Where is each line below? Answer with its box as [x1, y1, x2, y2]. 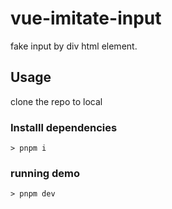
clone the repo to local [10, 95, 103, 107]
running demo [10, 166, 81, 180]
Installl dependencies [10, 120, 118, 134]
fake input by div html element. [10, 40, 138, 52]
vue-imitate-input [10, 7, 162, 30]
